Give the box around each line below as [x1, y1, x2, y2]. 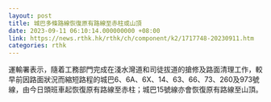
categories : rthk [8, 42, 67, 50]
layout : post [8, 11, 52, 20]
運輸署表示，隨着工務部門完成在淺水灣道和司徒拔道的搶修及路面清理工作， [8, 65, 256, 75]
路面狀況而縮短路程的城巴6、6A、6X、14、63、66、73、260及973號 [29, 75, 260, 84]
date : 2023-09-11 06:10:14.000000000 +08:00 [8, 27, 161, 35]
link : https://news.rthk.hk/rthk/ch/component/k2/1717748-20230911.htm [8, 34, 254, 43]
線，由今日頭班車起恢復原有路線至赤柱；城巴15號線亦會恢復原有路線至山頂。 [8, 85, 263, 95]
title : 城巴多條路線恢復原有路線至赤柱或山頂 [8, 19, 143, 27]
